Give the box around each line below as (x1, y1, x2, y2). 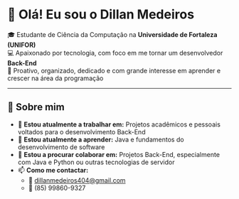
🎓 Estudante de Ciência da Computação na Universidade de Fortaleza (7, 30, 218, 38)
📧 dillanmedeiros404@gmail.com (28, 176, 126, 184)
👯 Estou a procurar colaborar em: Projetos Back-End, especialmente (17, 150, 221, 158)
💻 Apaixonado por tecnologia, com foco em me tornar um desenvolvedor (7, 48, 223, 57)
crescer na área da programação (7, 74, 104, 82)
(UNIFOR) (7, 41, 36, 49)
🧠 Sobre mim (7, 101, 65, 113)
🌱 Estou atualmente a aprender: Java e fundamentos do (17, 135, 184, 144)
